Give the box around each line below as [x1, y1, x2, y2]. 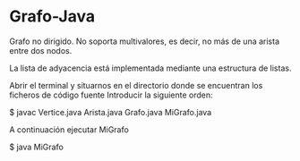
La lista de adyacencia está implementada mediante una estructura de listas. [9, 63, 292, 73]
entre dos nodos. [9, 45, 73, 55]
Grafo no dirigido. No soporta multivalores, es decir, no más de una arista [9, 36, 280, 47]
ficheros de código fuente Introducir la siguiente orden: [9, 89, 213, 100]
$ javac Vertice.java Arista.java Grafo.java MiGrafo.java [9, 106, 212, 117]
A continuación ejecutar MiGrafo [9, 123, 130, 135]
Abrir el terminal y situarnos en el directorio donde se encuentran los [9, 80, 263, 90]
